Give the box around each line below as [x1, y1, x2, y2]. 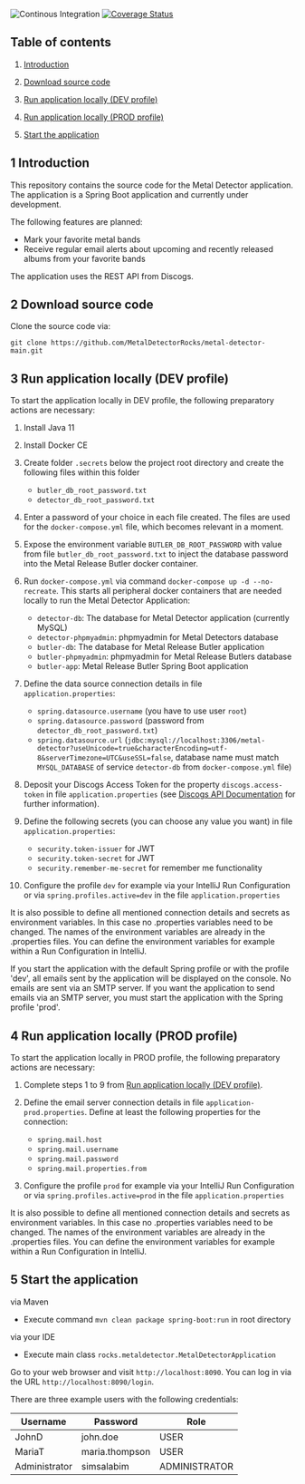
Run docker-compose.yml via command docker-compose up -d [23, 576, 250, 587]
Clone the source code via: [10, 321, 111, 332]
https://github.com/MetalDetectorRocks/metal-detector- [50, 338, 266, 348]
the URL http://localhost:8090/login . [10, 1376, 155, 1387]
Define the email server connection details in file [23, 1097, 205, 1108]
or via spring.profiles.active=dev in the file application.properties [23, 889, 281, 901]
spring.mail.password [36, 1155, 119, 1164]
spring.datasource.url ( [36, 734, 128, 745]
